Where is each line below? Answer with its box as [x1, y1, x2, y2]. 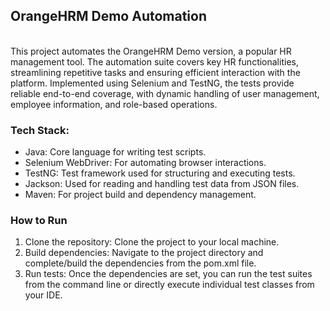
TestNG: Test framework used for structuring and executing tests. [24, 167, 296, 179]
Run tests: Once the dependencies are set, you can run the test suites [24, 268, 313, 280]
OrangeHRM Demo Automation [10, 8, 208, 25]
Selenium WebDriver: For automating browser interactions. [24, 157, 267, 169]
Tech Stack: [10, 123, 70, 137]
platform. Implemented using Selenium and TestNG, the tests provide [10, 77, 295, 89]
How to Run [10, 214, 68, 228]
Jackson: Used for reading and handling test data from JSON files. [24, 178, 300, 190]
